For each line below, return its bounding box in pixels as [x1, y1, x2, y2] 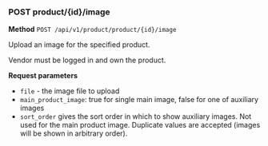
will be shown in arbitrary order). [19, 128, 128, 138]
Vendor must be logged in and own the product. [8, 55, 166, 65]
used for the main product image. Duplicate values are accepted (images [19, 120, 261, 130]
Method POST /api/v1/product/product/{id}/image [8, 25, 177, 34]
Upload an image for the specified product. [8, 40, 150, 49]
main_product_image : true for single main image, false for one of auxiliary [19, 95, 258, 105]
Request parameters [8, 71, 78, 81]
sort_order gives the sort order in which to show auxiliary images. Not [19, 112, 252, 121]
